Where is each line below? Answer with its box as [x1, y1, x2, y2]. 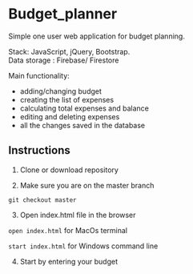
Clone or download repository [19, 165, 119, 175]
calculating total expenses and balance [19, 103, 150, 113]
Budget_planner [8, 5, 118, 23]
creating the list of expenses [19, 95, 115, 104]
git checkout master [8, 195, 78, 204]
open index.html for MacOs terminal [8, 225, 128, 235]
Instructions [8, 143, 70, 157]
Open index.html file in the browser [19, 210, 136, 220]
